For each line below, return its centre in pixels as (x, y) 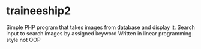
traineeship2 (38, 11)
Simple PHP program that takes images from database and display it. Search (100, 27)
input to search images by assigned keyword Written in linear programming (99, 33)
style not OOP (23, 40)
